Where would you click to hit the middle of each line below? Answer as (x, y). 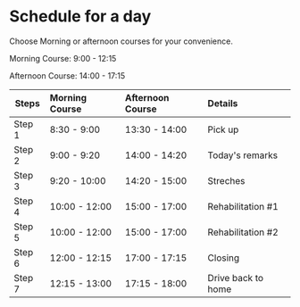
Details (223, 103)
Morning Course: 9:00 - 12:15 (63, 58)
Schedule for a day (80, 17)
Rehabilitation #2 (243, 232)
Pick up (223, 129)
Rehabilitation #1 (243, 206)
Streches (226, 180)
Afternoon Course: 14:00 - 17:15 (67, 75)
